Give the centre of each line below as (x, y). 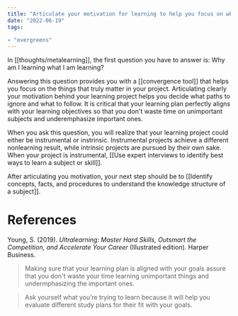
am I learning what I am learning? (56, 67)
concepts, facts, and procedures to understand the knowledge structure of (117, 184)
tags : (15, 27)
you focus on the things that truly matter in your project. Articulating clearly (117, 89)
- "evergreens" (30, 40)
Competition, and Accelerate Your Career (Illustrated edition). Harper (108, 247)
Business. (22, 255)
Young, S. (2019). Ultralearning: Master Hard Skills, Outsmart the (102, 240)
